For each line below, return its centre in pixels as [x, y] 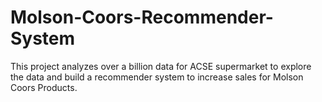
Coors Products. [44, 87]
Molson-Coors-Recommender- [142, 17]
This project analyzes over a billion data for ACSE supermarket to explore [161, 66]
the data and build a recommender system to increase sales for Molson [157, 77]
